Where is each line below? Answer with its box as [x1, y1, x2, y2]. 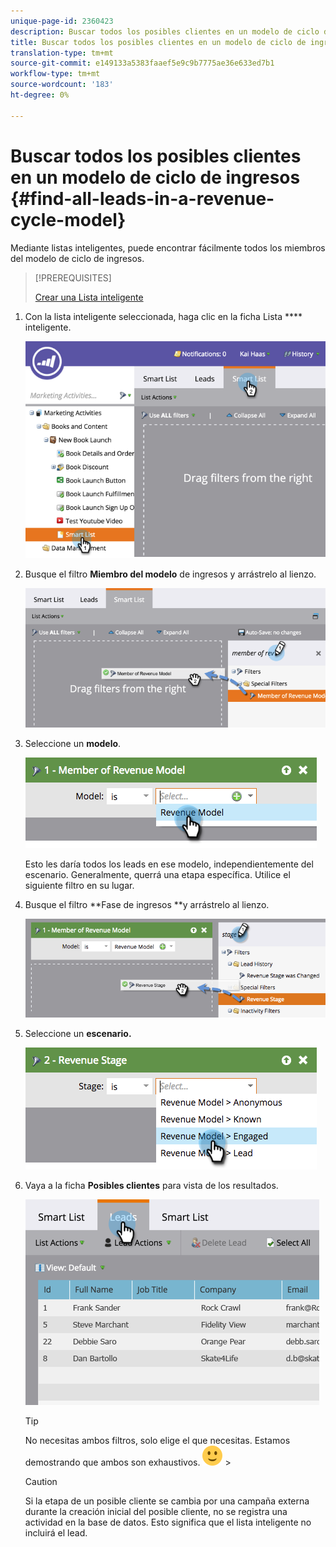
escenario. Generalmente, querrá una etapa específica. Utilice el [24, 869, 291, 881]
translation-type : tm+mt [10, 48, 114, 58]
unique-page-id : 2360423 [10, 16, 114, 26]
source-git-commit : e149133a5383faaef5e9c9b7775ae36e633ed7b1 [10, 58, 275, 69]
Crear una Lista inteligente [34, 291, 144, 303]
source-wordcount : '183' [10, 80, 114, 90]
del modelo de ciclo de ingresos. [10, 252, 145, 264]
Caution [24, 1476, 58, 1488]
